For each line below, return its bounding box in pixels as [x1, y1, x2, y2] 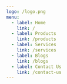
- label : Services [11, 42, 57, 48]
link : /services [16, 47, 57, 53]
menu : [6, 14, 19, 20]
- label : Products [11, 31, 57, 37]
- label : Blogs [11, 53, 49, 59]
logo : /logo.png [6, 8, 46, 15]
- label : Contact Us [11, 63, 62, 70]
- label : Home [11, 20, 46, 25]
